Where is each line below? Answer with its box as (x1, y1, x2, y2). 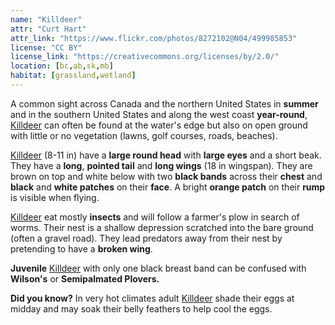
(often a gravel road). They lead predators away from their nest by (10, 232, 283, 244)
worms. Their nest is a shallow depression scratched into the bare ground (10, 221, 314, 233)
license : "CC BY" (10, 42, 83, 53)
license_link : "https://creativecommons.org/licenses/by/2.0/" (10, 52, 280, 62)
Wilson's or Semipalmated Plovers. (10, 272, 160, 285)
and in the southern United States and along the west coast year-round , (10, 108, 308, 120)
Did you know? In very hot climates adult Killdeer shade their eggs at (10, 292, 295, 304)
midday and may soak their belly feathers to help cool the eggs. (10, 302, 273, 315)
